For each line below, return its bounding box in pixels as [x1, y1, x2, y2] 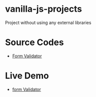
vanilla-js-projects [5, 3, 82, 15]
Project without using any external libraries [5, 20, 92, 25]
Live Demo [5, 70, 49, 81]
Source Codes [5, 37, 64, 48]
